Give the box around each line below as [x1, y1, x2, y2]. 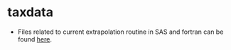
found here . [17, 35, 52, 43]
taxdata [7, 4, 53, 20]
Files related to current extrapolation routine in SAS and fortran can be [17, 27, 224, 36]
